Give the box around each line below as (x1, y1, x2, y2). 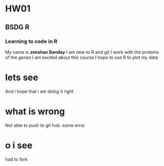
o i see (5, 140, 33, 151)
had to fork (5, 156, 28, 162)
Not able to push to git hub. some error (5, 122, 85, 128)
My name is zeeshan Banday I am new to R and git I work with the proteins (5, 49, 159, 55)
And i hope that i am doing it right (5, 88, 74, 94)
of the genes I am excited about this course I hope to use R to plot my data (5, 54, 158, 60)
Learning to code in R (5, 38, 58, 45)
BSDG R (5, 23, 30, 31)
